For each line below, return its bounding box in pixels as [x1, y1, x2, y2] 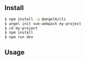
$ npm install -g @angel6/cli [4, 16, 66, 21]
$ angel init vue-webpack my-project [4, 21, 82, 26]
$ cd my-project [4, 26, 38, 30]
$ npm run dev [4, 35, 34, 40]
